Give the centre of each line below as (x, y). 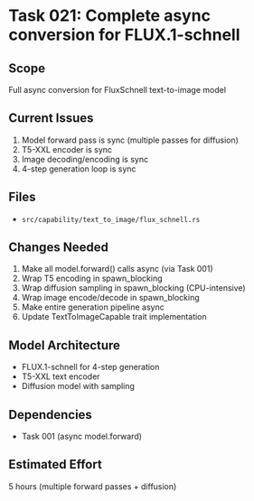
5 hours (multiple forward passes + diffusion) (93, 486)
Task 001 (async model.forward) (81, 436)
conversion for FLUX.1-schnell (124, 35)
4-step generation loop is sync (79, 169)
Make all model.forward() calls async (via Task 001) (117, 269)
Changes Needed (59, 248)
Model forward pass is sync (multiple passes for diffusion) (130, 140)
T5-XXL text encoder (61, 376)
